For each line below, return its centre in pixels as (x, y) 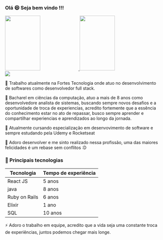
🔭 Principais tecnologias (34, 160)
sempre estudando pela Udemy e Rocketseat (50, 133)
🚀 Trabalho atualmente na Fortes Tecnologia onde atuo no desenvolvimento (81, 83)
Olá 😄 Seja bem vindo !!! (34, 8)
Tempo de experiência (69, 173)
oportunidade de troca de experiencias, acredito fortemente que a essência (81, 108)
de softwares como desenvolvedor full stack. (50, 88)
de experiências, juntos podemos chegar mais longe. (58, 232)
